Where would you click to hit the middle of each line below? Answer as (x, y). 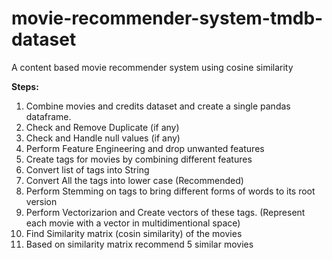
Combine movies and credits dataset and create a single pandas (158, 106)
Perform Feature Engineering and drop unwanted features (145, 148)
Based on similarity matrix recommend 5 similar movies (139, 244)
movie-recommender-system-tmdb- (167, 18)
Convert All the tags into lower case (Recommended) (134, 180)
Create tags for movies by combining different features (139, 159)
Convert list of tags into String (87, 169)
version (41, 201)
